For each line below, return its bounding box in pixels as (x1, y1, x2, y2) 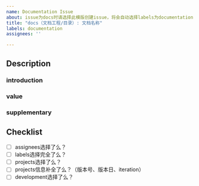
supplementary (6, 108, 52, 117)
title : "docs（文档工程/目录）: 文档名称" (6, 20, 103, 26)
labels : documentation (6, 25, 63, 32)
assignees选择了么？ (14, 144, 67, 151)
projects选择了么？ (14, 158, 62, 166)
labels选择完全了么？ (14, 151, 67, 158)
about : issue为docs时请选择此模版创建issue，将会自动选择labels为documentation (6, 14, 194, 20)
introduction (6, 76, 43, 84)
